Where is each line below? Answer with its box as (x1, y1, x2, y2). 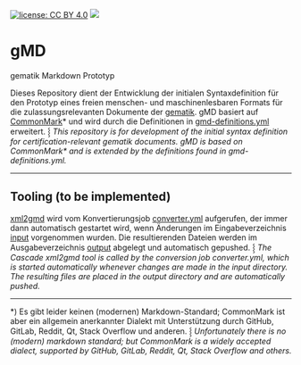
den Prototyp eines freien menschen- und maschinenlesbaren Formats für (10, 96, 284, 107)
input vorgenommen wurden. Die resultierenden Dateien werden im (10, 232, 258, 243)
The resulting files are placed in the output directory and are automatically (10, 270, 285, 281)
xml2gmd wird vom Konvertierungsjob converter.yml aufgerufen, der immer (10, 212, 288, 223)
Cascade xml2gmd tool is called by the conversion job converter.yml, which (10, 252, 289, 262)
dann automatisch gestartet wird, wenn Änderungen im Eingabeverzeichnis (10, 222, 287, 233)
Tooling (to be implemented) (10, 189, 171, 204)
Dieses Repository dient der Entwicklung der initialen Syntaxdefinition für (10, 87, 280, 98)
